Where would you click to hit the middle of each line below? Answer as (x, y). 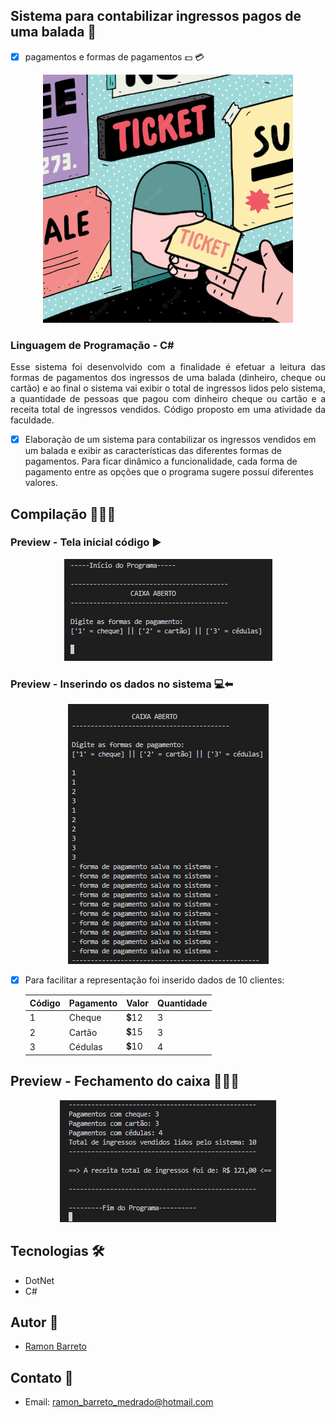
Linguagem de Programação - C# (92, 345)
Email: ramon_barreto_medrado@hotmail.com (119, 1402)
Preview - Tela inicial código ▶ (86, 542)
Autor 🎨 (34, 1322)
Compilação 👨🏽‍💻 (63, 514)
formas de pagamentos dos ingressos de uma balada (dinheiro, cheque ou (168, 378)
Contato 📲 (42, 1377)
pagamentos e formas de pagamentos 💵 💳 (114, 56)
